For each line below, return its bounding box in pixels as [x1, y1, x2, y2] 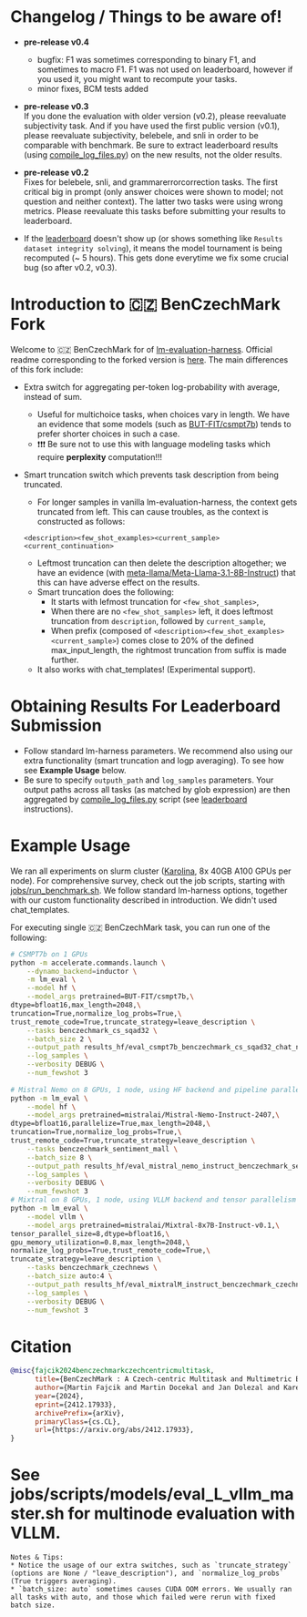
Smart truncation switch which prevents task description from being [23, 469, 279, 480]
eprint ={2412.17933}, [34, 1400, 118, 1409]
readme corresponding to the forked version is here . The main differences [10, 353, 289, 365]
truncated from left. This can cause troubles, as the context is [36, 506, 269, 517]
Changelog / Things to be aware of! [10, 6, 282, 27]
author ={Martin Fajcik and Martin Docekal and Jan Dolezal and [34, 1383, 281, 1393]
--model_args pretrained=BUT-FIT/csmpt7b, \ [26, 992, 195, 1001]
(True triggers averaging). [10, 1577, 118, 1586]
